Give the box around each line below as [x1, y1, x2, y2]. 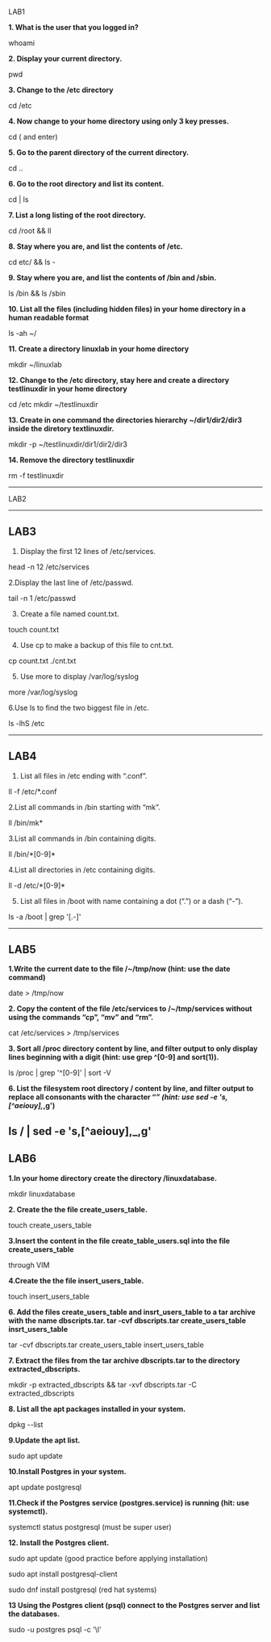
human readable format [8, 313, 90, 322]
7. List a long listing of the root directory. [8, 210, 147, 220]
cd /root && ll [8, 226, 52, 235]
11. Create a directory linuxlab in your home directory [8, 344, 190, 354]
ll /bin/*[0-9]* [8, 849, 56, 859]
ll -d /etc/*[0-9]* [8, 880, 66, 890]
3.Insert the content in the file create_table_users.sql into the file [8, 1236, 231, 1245]
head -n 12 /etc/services [8, 561, 90, 572]
